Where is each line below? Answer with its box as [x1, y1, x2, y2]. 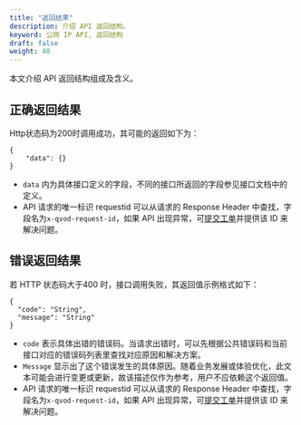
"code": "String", [17, 304, 88, 314]
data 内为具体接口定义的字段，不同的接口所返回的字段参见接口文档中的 [22, 179, 288, 189]
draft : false [9, 38, 59, 48]
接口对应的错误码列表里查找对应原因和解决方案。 [22, 349, 206, 360]
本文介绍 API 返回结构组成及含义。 [9, 73, 139, 84]
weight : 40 [9, 47, 51, 56]
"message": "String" [17, 313, 95, 322]
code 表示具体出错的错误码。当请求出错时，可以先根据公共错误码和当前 [22, 337, 288, 349]
